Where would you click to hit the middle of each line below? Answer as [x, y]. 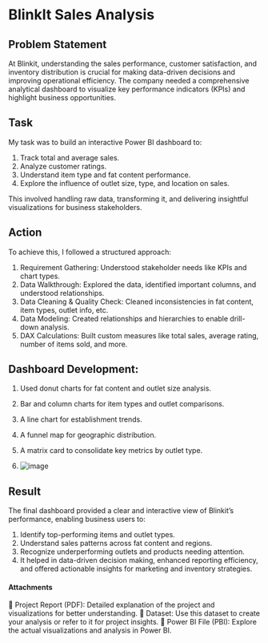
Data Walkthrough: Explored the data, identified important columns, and [138, 284]
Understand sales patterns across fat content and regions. [116, 544]
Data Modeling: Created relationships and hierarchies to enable [124, 318]
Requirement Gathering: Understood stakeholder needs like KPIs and [133, 267]
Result [25, 491]
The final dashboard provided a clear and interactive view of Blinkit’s [121, 511]
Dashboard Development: [74, 369]
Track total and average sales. [70, 157]
